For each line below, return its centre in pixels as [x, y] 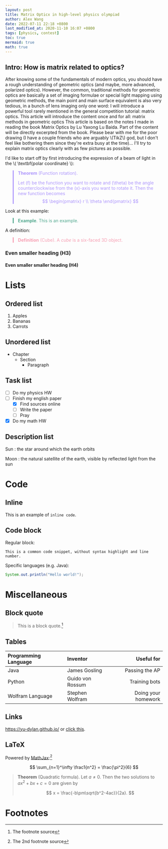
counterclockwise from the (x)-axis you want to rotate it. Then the [85, 188]
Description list [29, 437]
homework [148, 699]
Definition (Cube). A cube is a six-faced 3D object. [70, 240]
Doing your [147, 693]
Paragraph [38, 365]
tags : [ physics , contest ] [32, 33]
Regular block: [20, 542]
